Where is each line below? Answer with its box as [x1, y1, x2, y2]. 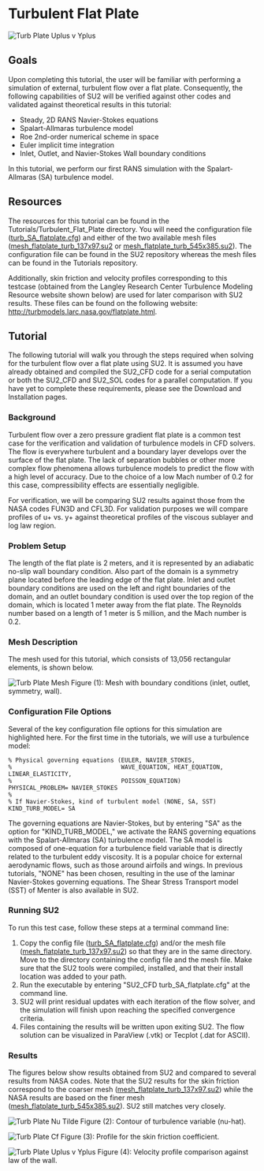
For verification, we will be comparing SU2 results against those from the [8, 495, 245, 505]
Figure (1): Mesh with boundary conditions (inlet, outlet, [70, 678, 251, 688]
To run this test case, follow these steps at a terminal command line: [8, 923, 229, 932]
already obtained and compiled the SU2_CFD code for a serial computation [8, 367, 251, 377]
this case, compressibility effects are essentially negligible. [8, 480, 199, 490]
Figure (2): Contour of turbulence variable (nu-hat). [80, 1117, 247, 1126]
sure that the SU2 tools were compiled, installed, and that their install [19, 963, 244, 972]
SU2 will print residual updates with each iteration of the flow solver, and [19, 997, 256, 1006]
